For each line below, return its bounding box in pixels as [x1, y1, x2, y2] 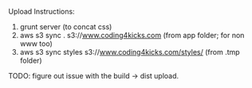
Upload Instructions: [8, 7, 75, 16]
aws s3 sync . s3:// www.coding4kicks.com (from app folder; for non [19, 31, 245, 40]
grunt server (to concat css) [19, 22, 112, 31]
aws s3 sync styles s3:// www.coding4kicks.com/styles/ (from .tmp [19, 48, 241, 56]
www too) [19, 39, 53, 48]
